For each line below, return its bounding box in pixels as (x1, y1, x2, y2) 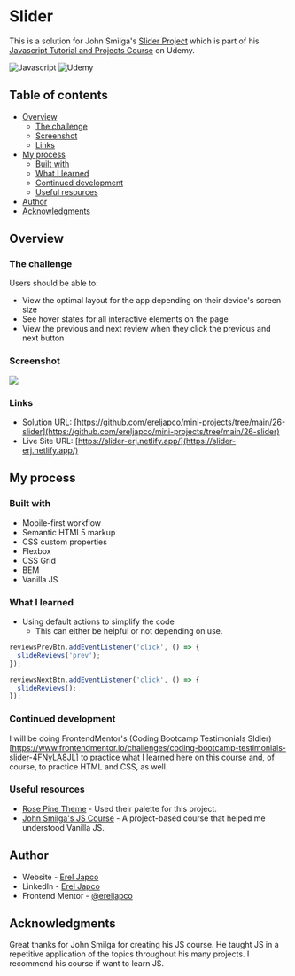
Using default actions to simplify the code (21, 616, 175, 627)
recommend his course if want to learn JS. (9, 958, 165, 969)
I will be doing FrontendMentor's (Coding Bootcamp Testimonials (9, 733, 246, 744)
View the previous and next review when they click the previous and (21, 324, 272, 334)
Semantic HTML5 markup (21, 527, 116, 537)
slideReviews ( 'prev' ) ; (17, 651, 101, 660)
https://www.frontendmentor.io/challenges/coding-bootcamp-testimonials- (12, 742, 286, 753)
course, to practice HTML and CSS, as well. (9, 761, 168, 772)
